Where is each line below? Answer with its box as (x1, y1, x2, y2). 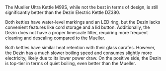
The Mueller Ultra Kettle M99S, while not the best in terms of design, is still (5, 4, 159, 10)
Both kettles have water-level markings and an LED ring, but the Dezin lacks (5, 19, 161, 25)
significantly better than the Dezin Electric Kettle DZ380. (5, 9, 120, 15)
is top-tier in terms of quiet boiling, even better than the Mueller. (5, 61, 136, 66)
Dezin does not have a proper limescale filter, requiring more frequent (5, 30, 148, 35)
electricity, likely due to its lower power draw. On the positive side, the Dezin (5, 55, 162, 61)
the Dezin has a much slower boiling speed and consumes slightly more (5, 50, 153, 56)
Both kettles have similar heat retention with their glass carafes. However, (5, 45, 156, 50)
